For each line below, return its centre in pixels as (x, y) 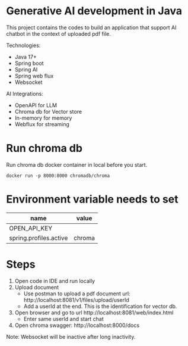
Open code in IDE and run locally (55, 280)
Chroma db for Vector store (48, 111)
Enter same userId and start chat (63, 319)
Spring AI (26, 69)
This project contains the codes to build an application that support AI (91, 27)
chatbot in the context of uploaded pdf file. (58, 33)
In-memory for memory (43, 118)
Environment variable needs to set (93, 199)
